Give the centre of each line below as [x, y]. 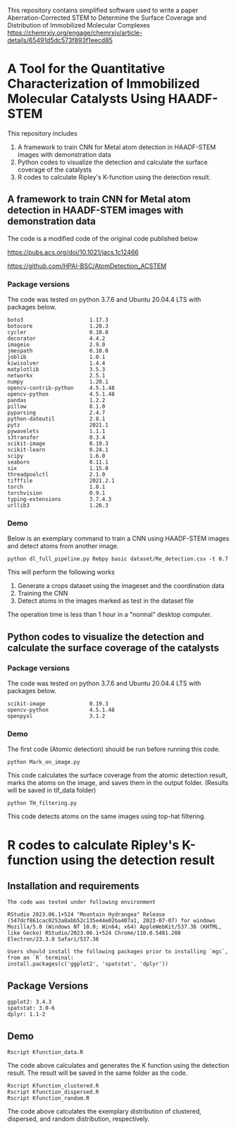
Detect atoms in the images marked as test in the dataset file [105, 601]
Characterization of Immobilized [104, 84]
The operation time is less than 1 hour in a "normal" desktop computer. [110, 615]
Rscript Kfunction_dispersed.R [53, 1092]
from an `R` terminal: [41, 958]
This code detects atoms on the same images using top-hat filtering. [107, 816]
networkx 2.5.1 [56, 376]
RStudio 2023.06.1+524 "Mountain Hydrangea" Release [86, 914]
